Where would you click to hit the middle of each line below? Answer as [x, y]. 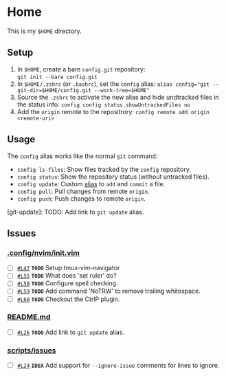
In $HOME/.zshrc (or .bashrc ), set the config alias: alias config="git [113, 84]
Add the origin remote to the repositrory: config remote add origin [113, 111]
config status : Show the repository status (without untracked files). [113, 177]
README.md [29, 317]
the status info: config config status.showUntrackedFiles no [104, 104]
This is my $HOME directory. [45, 31]
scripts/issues [32, 350]
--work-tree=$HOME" [122, 90]
